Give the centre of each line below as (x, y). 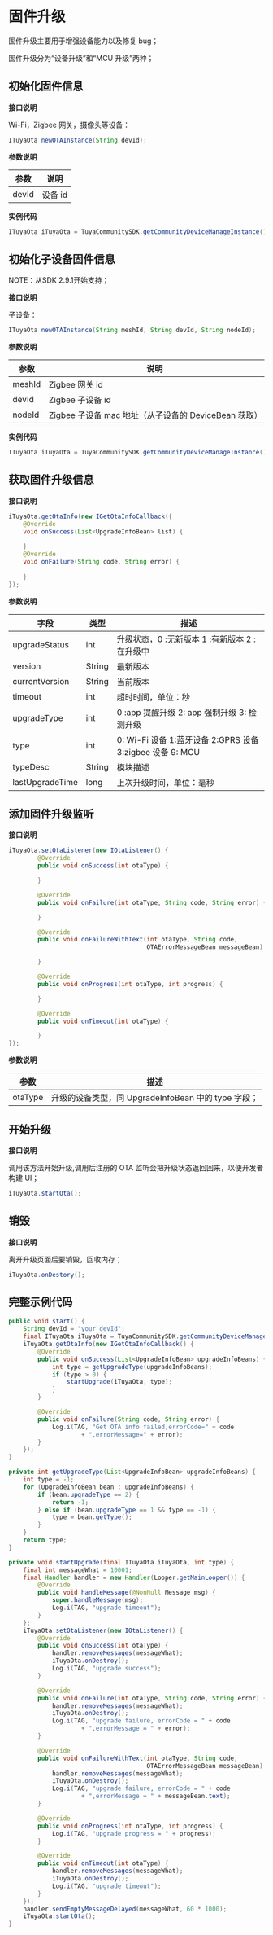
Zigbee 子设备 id (80, 400)
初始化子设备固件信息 (62, 259)
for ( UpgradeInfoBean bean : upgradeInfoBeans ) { (109, 1487)
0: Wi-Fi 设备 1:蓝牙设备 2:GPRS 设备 (188, 739)
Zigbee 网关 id (76, 385)
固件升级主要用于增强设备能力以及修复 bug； (84, 41)
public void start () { (47, 1321)
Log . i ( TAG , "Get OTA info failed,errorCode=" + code (143, 1427)
